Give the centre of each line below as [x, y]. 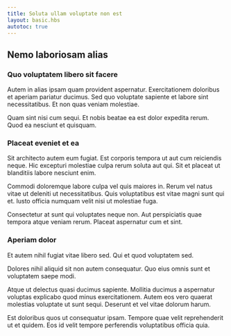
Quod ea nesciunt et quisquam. [52, 125]
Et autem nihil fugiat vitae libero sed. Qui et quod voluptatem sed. [101, 255]
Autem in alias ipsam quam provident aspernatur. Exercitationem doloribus [113, 90]
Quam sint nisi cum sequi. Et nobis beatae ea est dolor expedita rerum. [108, 118]
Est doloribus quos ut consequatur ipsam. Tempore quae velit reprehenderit [115, 317]
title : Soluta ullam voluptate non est [65, 14]
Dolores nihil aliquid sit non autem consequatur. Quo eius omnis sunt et [109, 269]
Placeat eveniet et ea [43, 143]
